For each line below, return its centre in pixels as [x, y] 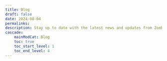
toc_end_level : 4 [32, 51]
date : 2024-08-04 [23, 19]
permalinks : [17, 23]
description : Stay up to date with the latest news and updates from [79, 28]
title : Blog [17, 10]
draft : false [19, 14]
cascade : [14, 32]
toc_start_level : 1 [34, 46]
